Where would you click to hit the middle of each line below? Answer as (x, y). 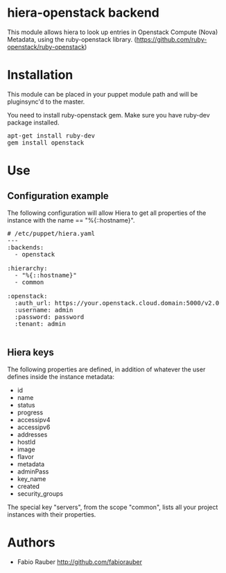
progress (30, 412)
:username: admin (44, 310)
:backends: (26, 247)
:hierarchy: (27, 268)
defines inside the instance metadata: (61, 376)
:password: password (49, 317)
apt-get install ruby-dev (51, 136)
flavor (26, 456)
